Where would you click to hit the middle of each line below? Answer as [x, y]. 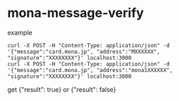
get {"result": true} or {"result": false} [62, 89]
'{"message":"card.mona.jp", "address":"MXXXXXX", [84, 52]
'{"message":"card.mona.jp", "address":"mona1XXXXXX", [90, 70]
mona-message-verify [76, 13]
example [20, 32]
